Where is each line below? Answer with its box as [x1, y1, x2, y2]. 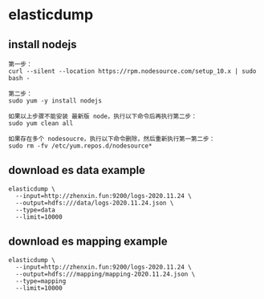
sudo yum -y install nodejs [8, 97, 103, 105]
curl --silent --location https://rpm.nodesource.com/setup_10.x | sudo [8, 67, 257, 75]
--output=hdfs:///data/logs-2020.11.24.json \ [15, 199, 174, 207]
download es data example [8, 164, 146, 177]
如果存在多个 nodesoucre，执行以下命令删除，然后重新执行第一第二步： [8, 135, 215, 143]
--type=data [15, 206, 56, 214]
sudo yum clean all [8, 119, 74, 127]
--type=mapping [15, 277, 67, 285]
